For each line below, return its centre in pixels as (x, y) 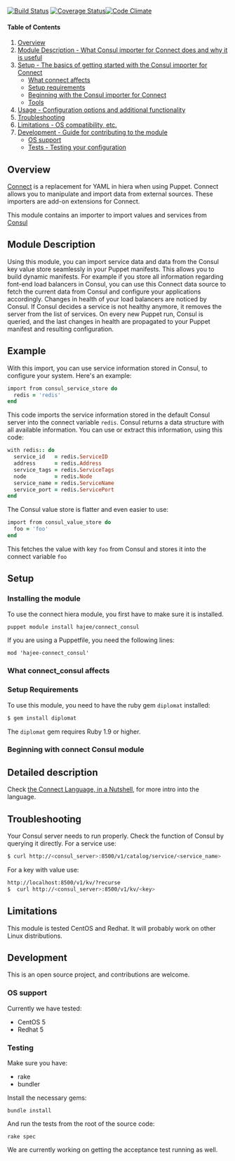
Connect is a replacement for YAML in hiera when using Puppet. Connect (113, 187)
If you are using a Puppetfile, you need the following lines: (91, 640)
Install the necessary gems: (47, 1098)
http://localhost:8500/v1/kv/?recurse (64, 883)
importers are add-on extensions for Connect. (74, 201)
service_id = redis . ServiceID (61, 457)
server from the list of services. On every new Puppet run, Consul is (105, 314)
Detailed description (53, 772)
